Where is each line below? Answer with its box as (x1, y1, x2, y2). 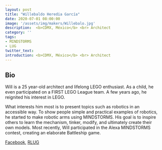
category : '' (5, 30, 32, 35)
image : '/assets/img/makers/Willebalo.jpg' (5, 21, 96, 26)
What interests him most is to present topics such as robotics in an (5, 104, 140, 110)
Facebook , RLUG (5, 139, 39, 145)
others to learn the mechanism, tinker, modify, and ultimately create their (5, 120, 152, 125)
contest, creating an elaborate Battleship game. (5, 130, 101, 136)
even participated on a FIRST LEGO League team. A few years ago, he (5, 89, 147, 95)
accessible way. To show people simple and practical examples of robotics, (5, 109, 158, 115)
